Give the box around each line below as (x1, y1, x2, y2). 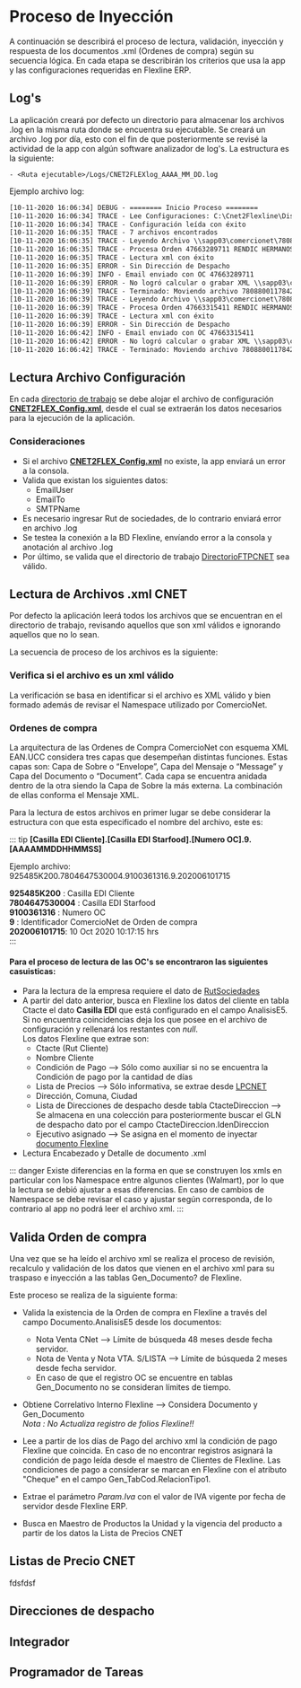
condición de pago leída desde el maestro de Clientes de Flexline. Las (21, 1455, 281, 1465)
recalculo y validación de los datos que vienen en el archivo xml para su (9, 1263, 275, 1274)
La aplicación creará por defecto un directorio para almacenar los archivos (9, 114, 285, 125)
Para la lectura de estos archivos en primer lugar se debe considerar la (9, 807, 271, 818)
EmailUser (35, 484, 74, 495)
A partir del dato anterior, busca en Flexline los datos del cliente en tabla (21, 995, 289, 1007)
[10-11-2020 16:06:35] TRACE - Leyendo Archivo (9, 236, 191, 246)
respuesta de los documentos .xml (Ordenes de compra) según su (9, 45, 254, 56)
